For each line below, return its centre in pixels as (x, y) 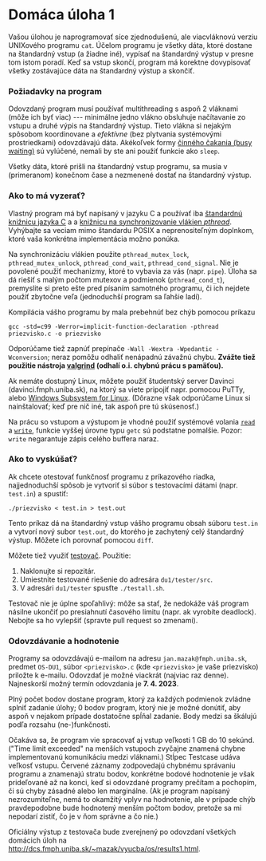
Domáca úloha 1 (62, 15)
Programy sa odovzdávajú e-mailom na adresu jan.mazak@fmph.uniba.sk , (128, 658)
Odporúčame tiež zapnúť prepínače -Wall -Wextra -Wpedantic (110, 348)
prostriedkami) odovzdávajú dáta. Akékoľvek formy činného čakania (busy (130, 143)
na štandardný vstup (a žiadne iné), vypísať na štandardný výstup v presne (131, 53)
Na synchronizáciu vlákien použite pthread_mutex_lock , (99, 254)
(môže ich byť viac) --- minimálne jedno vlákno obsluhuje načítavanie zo (127, 117)
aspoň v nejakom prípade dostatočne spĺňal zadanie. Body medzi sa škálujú (133, 717)
